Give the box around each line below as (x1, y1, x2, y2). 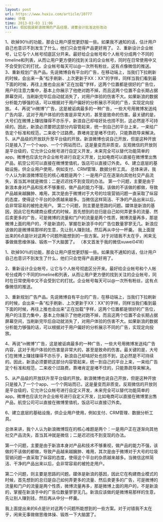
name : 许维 (5, 16, 26, 21)
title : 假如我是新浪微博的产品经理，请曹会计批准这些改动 (5, 25, 107, 30)
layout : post (5, 7, 32, 12)
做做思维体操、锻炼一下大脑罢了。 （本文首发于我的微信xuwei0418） (9, 239, 147, 245)
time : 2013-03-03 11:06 (5, 20, 53, 26)
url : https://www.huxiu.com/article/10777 (5, 12, 92, 16)
